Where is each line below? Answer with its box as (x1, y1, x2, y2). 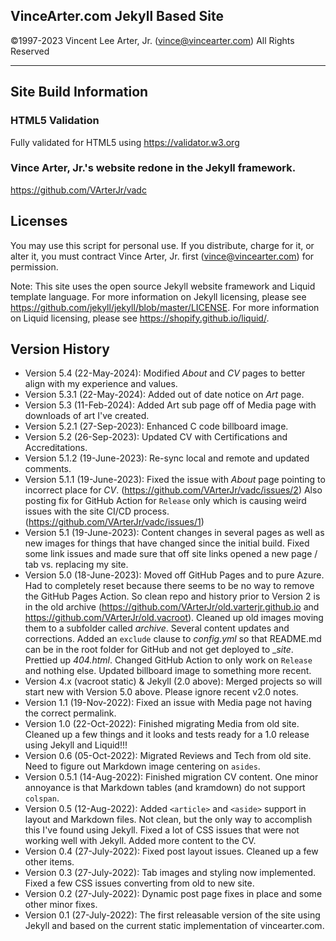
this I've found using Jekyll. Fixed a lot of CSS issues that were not (24, 824, 300, 836)
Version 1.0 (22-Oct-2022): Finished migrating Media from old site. (24, 718, 300, 730)
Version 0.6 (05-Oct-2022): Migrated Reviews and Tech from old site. (24, 750, 312, 762)
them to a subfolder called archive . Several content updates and (24, 622, 290, 634)
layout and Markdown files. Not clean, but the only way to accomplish (24, 814, 313, 826)
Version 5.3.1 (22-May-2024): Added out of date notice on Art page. (24, 389, 305, 401)
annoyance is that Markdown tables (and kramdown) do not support (24, 782, 306, 794)
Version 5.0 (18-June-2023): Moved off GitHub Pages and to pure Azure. (24, 569, 325, 581)
